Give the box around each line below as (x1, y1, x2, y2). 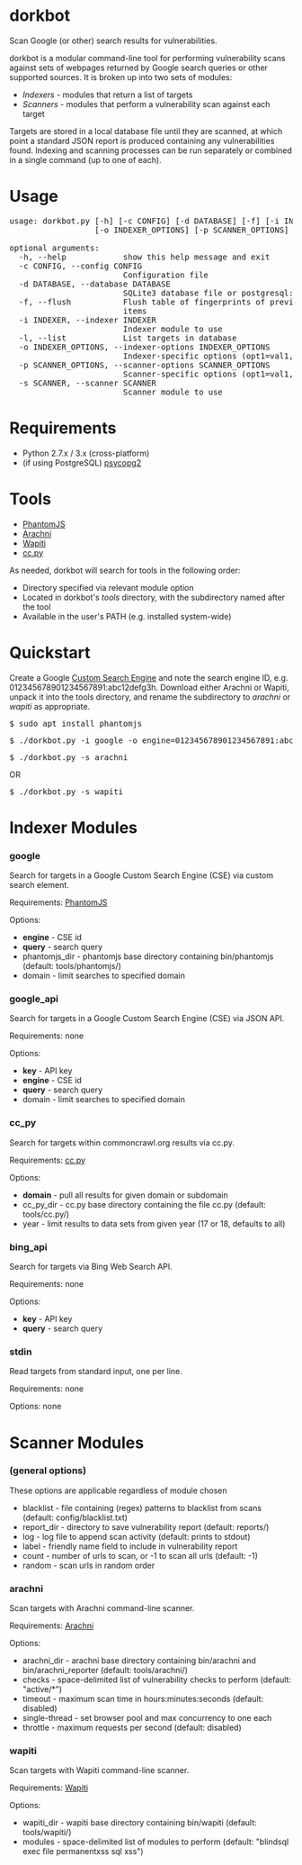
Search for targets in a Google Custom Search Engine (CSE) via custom (9, 870, 274, 881)
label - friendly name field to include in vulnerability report (22, 1541, 238, 1552)
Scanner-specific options (122, 368, 237, 379)
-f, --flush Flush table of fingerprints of (18, 296, 266, 307)
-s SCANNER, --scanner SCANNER (18, 377, 157, 388)
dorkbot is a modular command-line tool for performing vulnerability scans (9, 52, 286, 63)
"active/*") (22, 1684, 63, 1695)
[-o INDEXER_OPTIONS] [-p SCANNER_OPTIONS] (93, 224, 289, 235)
